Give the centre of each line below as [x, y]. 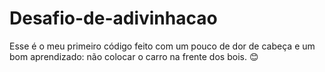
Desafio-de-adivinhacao [113, 18]
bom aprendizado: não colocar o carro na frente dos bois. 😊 [134, 56]
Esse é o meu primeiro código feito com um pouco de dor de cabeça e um [162, 46]
